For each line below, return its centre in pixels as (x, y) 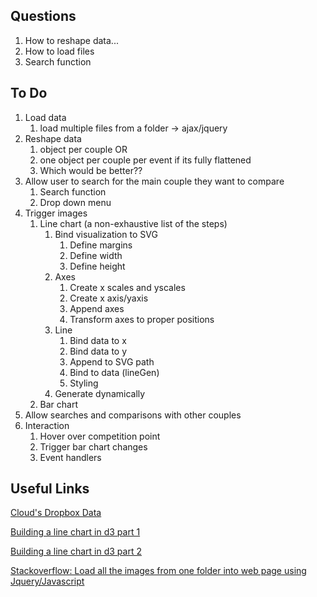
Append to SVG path (112, 361)
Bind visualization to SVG (106, 234)
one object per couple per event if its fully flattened (145, 160)
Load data (45, 117)
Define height (97, 266)
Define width (96, 255)
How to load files (59, 51)
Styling (84, 383)
